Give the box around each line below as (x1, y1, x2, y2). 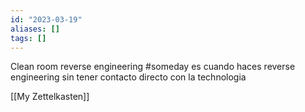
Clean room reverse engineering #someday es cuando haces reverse (10, 61, 296, 73)
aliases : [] (10, 24, 60, 34)
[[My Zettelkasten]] (10, 91, 90, 103)
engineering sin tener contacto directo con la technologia (10, 71, 247, 83)
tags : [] (10, 33, 47, 43)
